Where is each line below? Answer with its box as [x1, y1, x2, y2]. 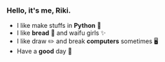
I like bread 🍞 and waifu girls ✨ [16, 29, 106, 37]
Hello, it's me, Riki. [6, 6, 71, 15]
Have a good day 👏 [16, 47, 73, 56]
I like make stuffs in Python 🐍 [16, 22, 102, 30]
